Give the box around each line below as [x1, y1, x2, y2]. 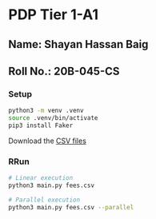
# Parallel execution [8, 196, 81, 204]
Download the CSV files [8, 136, 86, 145]
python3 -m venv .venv [8, 106, 84, 115]
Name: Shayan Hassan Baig [8, 38, 149, 51]
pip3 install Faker [8, 121, 74, 129]
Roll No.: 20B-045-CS [8, 64, 120, 78]
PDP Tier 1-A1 [8, 6, 98, 24]
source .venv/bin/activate [8, 114, 98, 122]
